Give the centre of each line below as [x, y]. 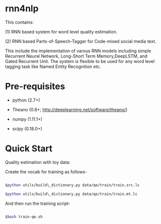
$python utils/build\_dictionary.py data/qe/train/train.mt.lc [71, 194]
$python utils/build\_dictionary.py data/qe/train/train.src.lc [72, 185]
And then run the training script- [38, 203]
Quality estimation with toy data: [38, 162]
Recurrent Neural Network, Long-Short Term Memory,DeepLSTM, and [76, 56]
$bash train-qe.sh [24, 217]
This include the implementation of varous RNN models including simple [78, 51]
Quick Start [29, 149]
